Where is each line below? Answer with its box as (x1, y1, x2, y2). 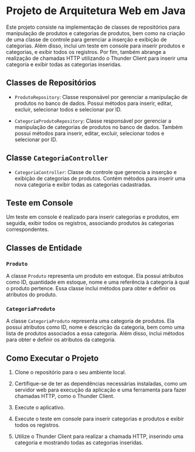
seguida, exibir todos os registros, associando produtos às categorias (6, 220, 175, 227)
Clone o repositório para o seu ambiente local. (14, 369, 126, 376)
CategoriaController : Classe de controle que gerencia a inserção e (14, 168, 177, 175)
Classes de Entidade (6, 243, 83, 253)
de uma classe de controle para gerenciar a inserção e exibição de (6, 36, 167, 43)
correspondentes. (6, 226, 49, 233)
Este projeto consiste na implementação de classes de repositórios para (6, 23, 180, 30)
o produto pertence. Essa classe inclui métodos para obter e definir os (6, 285, 176, 292)
